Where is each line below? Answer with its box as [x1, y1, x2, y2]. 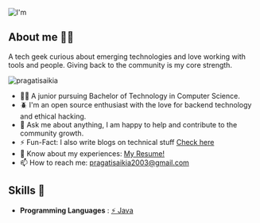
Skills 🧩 [8, 184, 45, 198]
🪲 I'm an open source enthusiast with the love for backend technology [19, 100, 252, 109]
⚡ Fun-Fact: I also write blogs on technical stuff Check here [19, 137, 215, 147]
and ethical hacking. [19, 111, 87, 121]
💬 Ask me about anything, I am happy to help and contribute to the [19, 119, 238, 129]
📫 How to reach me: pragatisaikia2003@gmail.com [19, 158, 189, 167]
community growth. [19, 128, 84, 138]
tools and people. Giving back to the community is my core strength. [8, 60, 233, 69]
